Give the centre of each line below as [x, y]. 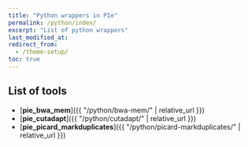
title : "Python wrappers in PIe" [63, 15]
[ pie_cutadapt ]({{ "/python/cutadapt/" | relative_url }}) [108, 118]
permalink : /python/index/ [52, 23]
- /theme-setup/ [42, 52]
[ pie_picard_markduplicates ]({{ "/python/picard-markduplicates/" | [130, 127]
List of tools [37, 91]
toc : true [24, 60]
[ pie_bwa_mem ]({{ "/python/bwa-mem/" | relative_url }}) [112, 110]
